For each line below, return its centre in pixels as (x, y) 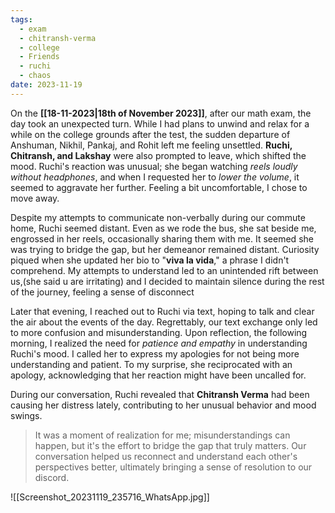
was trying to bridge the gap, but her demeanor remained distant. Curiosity (165, 249)
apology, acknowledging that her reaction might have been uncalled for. (158, 375)
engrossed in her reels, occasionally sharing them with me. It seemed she (162, 238)
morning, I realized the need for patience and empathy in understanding (159, 343)
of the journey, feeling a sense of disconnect (102, 292)
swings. (26, 415)
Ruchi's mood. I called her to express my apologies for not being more (155, 353)
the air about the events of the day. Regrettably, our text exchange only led (164, 322)
